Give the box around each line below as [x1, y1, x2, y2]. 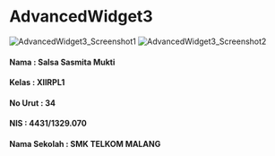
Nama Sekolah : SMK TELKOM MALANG [9, 138, 161, 149]
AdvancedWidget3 [9, 6, 154, 27]
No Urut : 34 [9, 97, 56, 108]
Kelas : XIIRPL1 [9, 77, 65, 88]
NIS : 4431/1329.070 [9, 118, 87, 129]
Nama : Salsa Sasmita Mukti [9, 56, 116, 67]
